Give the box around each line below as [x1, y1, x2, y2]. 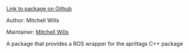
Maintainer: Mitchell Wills [6, 28, 69, 36]
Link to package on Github [6, 5, 72, 12]
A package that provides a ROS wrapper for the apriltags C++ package [6, 40, 184, 47]
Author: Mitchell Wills [6, 17, 59, 23]
